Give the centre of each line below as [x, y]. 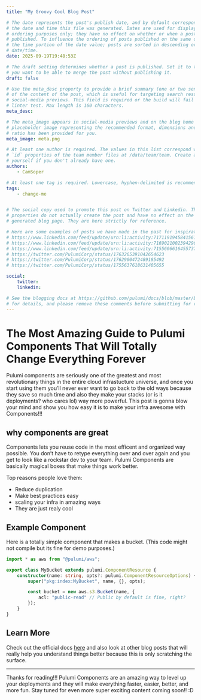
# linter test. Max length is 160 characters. [65, 106]
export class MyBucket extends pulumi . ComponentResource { [81, 570]
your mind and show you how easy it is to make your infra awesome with [96, 407]
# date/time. [22, 51]
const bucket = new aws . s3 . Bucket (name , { [81, 592]
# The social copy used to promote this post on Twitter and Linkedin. [97, 210]
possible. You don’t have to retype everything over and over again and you [98, 453]
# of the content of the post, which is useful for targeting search [95, 94]
